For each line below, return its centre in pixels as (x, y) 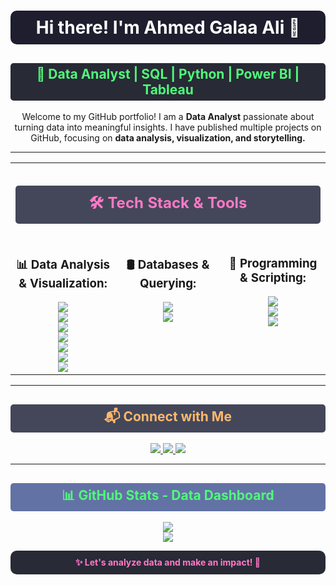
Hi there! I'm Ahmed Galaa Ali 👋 (168, 27)
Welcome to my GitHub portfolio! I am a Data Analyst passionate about (168, 116)
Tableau (168, 89)
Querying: (168, 283)
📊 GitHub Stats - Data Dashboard (168, 495)
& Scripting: (273, 277)
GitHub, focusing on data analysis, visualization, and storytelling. (168, 138)
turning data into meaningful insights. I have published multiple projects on (168, 127)
